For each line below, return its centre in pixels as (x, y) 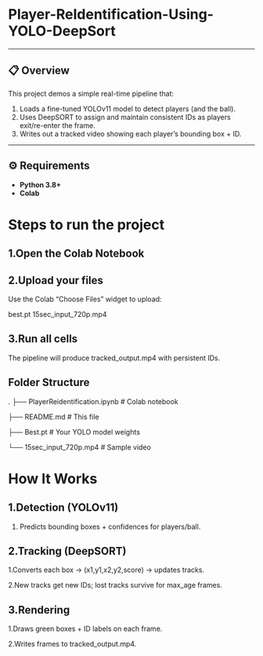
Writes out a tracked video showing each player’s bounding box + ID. (130, 133)
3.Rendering (39, 610)
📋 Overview (39, 71)
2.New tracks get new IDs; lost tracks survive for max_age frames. (115, 585)
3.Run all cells (43, 339)
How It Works (53, 478)
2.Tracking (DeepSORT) (67, 551)
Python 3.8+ (40, 184)
